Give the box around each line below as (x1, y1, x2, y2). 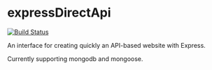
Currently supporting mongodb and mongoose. (7, 54, 143, 63)
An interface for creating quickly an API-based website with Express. (7, 41, 206, 49)
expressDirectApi (7, 5, 111, 21)
